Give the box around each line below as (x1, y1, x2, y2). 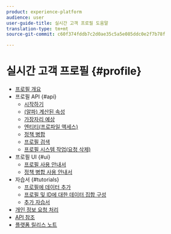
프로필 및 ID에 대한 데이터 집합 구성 (23, 191, 107, 198)
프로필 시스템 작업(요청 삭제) (23, 146, 92, 153)
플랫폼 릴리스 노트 (14, 221, 57, 229)
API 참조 (14, 213, 35, 221)
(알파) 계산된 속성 (23, 108, 65, 115)
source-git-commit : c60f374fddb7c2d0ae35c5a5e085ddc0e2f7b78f (6, 31, 166, 37)
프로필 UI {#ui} (14, 153, 51, 160)
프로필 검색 (23, 138, 50, 145)
